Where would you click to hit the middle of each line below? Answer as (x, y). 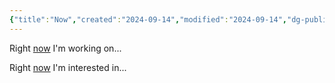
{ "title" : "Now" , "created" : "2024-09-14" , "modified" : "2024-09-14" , (148, 19)
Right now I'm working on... (65, 48)
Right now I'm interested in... (68, 67)
